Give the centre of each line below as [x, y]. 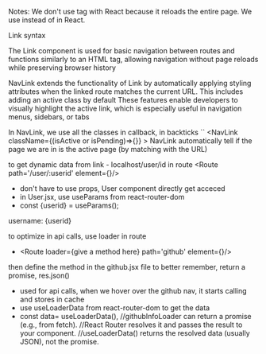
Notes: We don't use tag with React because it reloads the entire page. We [130, 12]
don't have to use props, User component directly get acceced [122, 189]
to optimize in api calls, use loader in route [77, 236]
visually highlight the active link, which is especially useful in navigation [125, 108]
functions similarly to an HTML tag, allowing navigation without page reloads [133, 59]
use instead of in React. [47, 20]
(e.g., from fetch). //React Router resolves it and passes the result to [131, 325]
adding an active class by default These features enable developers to [123, 100]
